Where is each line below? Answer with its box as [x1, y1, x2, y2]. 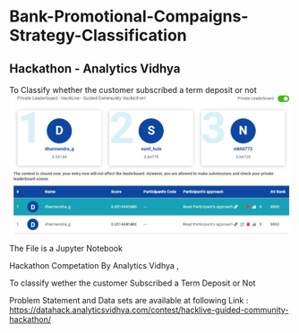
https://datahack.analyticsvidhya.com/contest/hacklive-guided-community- [9, 304, 289, 315]
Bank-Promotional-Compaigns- [9, 6, 249, 27]
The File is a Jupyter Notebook [9, 243, 124, 254]
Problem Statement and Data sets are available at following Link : [9, 295, 249, 306]
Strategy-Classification [9, 25, 187, 46]
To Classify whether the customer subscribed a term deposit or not [9, 85, 257, 95]
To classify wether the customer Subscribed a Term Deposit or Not [9, 277, 256, 288]
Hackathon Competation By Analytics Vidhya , [9, 260, 179, 271]
